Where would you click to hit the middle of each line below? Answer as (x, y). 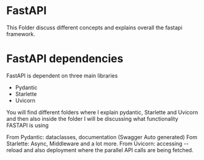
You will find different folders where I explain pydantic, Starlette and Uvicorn (102, 112)
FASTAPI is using (27, 125)
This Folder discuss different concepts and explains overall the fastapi (94, 27)
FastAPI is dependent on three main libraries (62, 75)
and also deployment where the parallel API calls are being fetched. (108, 150)
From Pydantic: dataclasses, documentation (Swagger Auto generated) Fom (102, 137)
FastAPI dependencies (65, 59)
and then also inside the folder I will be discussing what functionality (92, 118)
